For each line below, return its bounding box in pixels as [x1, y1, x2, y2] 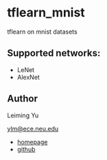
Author [7, 93, 38, 104]
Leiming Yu [7, 111, 39, 119]
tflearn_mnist [7, 5, 86, 21]
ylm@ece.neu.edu [7, 124, 59, 133]
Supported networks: [7, 47, 101, 59]
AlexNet [16, 73, 40, 81]
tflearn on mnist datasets [7, 27, 78, 36]
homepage [16, 137, 48, 146]
